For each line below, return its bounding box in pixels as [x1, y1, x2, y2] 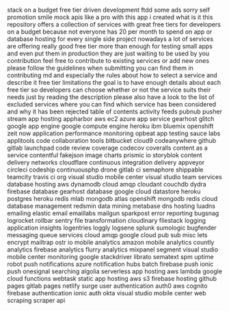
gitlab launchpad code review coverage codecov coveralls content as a [7, 144, 208, 152]
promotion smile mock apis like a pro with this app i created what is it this [7, 13, 213, 21]
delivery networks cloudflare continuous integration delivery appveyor [7, 159, 205, 166]
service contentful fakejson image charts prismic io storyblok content [7, 151, 203, 159]
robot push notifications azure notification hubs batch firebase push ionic [7, 260, 214, 268]
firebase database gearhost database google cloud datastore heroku [7, 187, 201, 195]
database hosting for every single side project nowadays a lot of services [7, 35, 214, 43]
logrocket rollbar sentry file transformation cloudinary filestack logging [7, 217, 206, 224]
